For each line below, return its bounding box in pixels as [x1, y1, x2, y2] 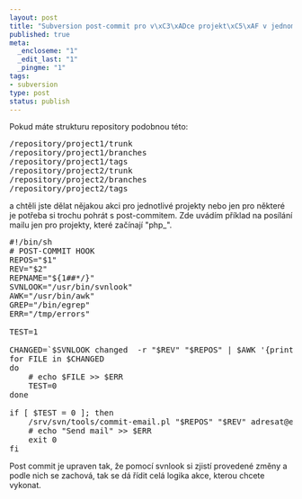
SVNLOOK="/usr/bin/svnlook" [9, 282, 133, 292]
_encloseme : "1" [17, 47, 78, 56]
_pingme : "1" [17, 64, 67, 73]
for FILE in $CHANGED [9, 354, 105, 364]
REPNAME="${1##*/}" [9, 273, 95, 283]
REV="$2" [9, 264, 48, 274]
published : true [9, 30, 70, 39]
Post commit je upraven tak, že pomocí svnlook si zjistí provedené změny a [9, 460, 288, 472]
